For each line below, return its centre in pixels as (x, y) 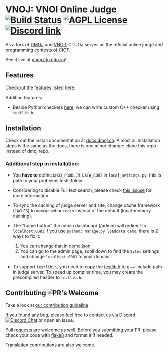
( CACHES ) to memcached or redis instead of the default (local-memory (82, 210)
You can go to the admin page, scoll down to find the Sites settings (90, 251)
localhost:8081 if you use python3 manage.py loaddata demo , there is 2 (85, 231)
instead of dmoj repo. (27, 151)
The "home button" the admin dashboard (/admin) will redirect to (79, 225)
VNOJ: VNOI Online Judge (61, 9)
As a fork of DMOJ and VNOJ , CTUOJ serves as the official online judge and (84, 44)
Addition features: (24, 97)
